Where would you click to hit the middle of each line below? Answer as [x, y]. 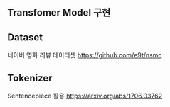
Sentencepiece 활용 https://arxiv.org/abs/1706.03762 [85, 96]
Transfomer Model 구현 [59, 13]
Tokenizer [30, 78]
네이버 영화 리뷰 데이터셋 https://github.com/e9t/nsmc [85, 55]
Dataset [25, 37]
